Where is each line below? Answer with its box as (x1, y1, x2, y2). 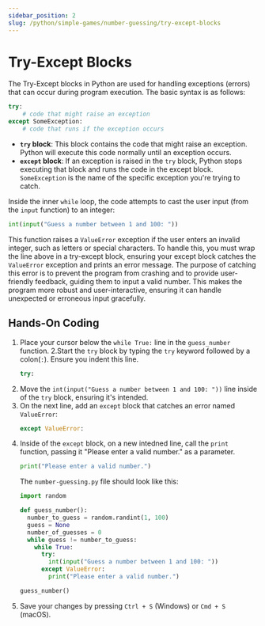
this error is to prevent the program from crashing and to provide (8, 268, 219, 278)
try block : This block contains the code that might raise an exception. (19, 139, 248, 149)
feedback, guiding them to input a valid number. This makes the (35, 276, 243, 286)
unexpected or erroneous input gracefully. (8, 294, 146, 303)
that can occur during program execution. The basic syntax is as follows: (8, 88, 246, 97)
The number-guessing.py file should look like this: (19, 476, 180, 487)
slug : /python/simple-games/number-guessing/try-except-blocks (8, 19, 221, 27)
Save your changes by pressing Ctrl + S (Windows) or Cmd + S (19, 601, 226, 610)
